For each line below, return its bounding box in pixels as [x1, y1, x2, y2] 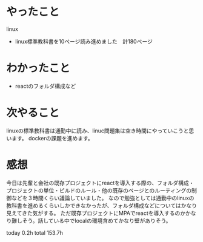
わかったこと [6, 61, 71, 75]
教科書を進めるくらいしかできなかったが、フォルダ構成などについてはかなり [6, 201, 198, 209]
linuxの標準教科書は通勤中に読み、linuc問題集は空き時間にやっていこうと [6, 127, 189, 134]
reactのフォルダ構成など [15, 82, 76, 90]
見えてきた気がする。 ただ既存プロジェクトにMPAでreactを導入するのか [6, 209, 186, 217]
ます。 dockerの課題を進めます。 [11, 134, 93, 142]
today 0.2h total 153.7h [6, 229, 64, 236]
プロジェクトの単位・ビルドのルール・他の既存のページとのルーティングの [6, 186, 192, 194]
